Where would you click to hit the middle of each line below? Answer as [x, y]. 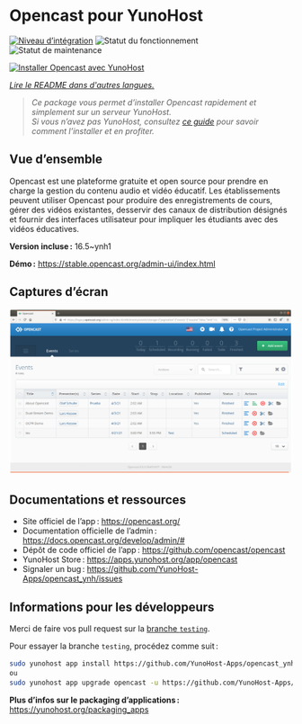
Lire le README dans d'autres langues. [82, 85]
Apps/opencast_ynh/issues [72, 579]
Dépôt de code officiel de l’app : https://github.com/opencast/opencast [154, 550]
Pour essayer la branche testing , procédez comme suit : [114, 646]
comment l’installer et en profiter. [93, 130]
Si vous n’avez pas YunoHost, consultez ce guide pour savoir [145, 121]
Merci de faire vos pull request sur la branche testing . [110, 629]
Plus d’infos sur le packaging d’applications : [94, 700]
